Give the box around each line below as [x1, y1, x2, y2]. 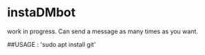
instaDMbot [7, 5, 76, 20]
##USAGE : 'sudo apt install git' [7, 40, 96, 48]
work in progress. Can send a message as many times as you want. [7, 27, 198, 35]
